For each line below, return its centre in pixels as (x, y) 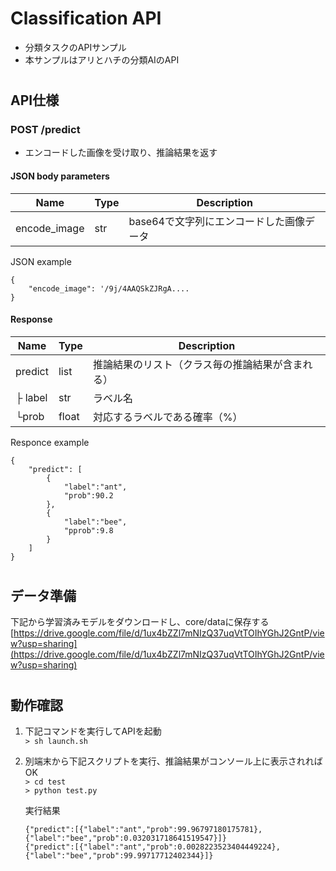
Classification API (86, 18)
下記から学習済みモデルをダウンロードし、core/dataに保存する (140, 622)
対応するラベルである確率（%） (167, 417)
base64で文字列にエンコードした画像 (216, 221)
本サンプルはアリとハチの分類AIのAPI (102, 59)
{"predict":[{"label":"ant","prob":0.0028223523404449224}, (152, 847)
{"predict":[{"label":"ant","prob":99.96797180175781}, (143, 830)
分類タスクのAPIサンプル (75, 47)
